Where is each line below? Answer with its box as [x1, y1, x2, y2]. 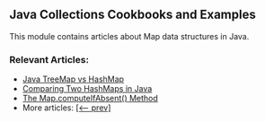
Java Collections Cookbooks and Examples [9, 7, 256, 22]
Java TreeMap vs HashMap [22, 74, 124, 84]
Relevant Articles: [9, 53, 90, 65]
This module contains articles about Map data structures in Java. [9, 30, 250, 41]
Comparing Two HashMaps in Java [22, 83, 153, 94]
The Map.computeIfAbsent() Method [22, 93, 159, 104]
